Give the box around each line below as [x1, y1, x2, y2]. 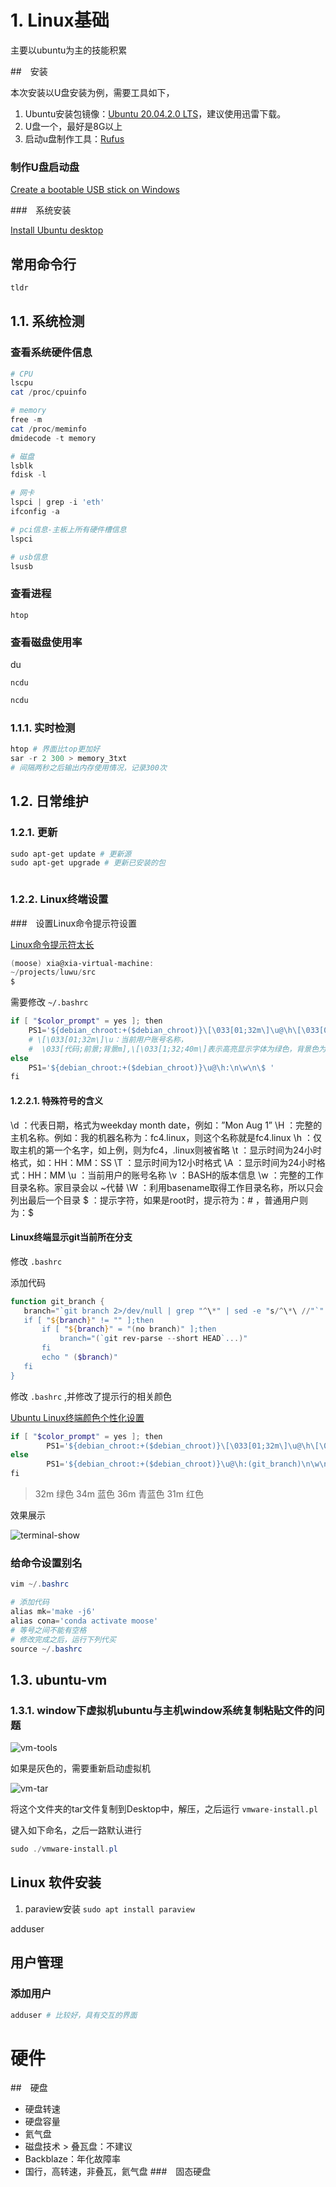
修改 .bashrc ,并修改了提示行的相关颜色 [10, 1390, 173, 1402]
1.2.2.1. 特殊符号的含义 [10, 1094, 104, 1106]
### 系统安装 [10, 204, 72, 216]
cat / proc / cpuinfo [10, 387, 87, 398]
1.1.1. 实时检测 [10, 721, 76, 735]
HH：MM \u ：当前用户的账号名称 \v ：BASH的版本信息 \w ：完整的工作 [27, 1169, 324, 1181]
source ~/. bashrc [10, 1644, 83, 1654]
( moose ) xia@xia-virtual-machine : [10, 958, 155, 968]
